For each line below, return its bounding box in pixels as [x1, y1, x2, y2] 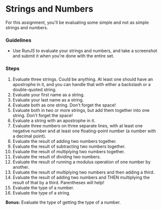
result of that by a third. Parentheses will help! [12, 179, 105, 185]
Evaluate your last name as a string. [12, 97, 84, 103]
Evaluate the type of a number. [12, 185, 74, 191]
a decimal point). [12, 133, 47, 139]
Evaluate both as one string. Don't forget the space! [12, 102, 116, 108]
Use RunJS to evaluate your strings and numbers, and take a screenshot [12, 48, 157, 54]
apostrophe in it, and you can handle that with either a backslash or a [12, 81, 151, 87]
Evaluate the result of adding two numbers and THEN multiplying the [12, 174, 150, 180]
